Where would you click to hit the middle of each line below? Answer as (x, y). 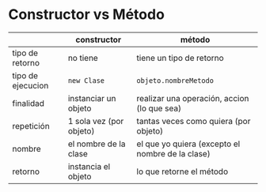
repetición (31, 126)
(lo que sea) (159, 108)
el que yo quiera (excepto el (188, 144)
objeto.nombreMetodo (175, 80)
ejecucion (30, 85)
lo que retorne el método (182, 171)
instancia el (89, 166)
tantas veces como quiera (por (194, 121)
